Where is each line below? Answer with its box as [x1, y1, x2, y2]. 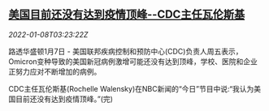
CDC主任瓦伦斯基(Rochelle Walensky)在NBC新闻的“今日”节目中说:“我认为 [8, 83, 254, 93]
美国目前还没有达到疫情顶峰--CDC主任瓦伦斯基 [8, 7, 245, 22]
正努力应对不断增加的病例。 [8, 66, 102, 76]
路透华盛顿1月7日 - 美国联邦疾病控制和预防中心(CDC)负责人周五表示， [8, 46, 243, 56]
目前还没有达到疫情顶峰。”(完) [15, 94, 114, 104]
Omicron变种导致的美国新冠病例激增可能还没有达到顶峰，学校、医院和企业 [8, 56, 258, 66]
